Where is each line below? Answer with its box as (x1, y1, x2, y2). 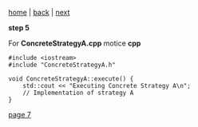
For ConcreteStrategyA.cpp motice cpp (8, 38, 141, 48)
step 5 (8, 23, 30, 32)
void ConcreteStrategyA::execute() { (8, 75, 134, 83)
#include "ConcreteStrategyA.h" (8, 61, 116, 69)
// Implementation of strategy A (22, 89, 134, 97)
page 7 (8, 110, 32, 119)
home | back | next (8, 8, 70, 17)
